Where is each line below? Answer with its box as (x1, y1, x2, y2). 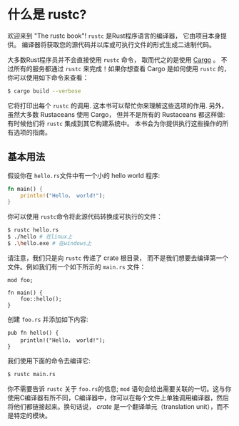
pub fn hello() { (7, 329, 59, 336)
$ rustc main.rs (7, 370, 56, 378)
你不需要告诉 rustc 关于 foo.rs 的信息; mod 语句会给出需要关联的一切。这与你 (7, 384, 232, 393)
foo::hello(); (20, 295, 62, 303)
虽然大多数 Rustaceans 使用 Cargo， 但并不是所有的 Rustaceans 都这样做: (7, 110, 225, 118)
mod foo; (7, 276, 34, 284)
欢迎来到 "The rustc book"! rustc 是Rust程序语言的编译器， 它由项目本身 (7, 31, 221, 40)
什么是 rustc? (7, 6, 87, 23)
